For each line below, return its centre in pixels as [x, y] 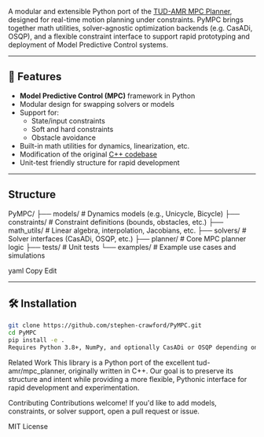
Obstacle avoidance [64, 138]
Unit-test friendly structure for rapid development [99, 162]
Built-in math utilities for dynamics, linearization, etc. [104, 145]
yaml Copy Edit [33, 270]
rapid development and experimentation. [74, 387]
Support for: [39, 112]
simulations [27, 255]
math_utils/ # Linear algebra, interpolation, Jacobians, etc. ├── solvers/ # [127, 230]
